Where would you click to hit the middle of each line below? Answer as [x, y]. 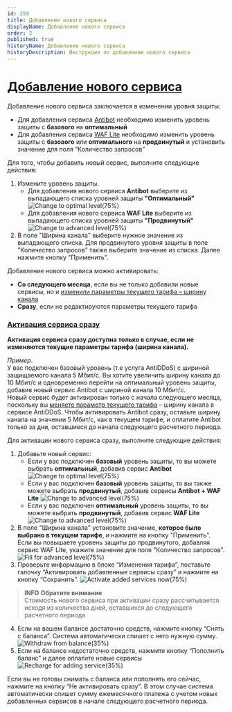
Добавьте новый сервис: [54, 454]
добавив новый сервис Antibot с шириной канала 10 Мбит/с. [96, 390]
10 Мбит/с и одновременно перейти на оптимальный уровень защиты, [112, 382]
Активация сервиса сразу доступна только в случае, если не [101, 340]
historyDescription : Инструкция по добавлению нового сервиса [99, 53]
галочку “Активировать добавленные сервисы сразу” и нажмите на [118, 572]
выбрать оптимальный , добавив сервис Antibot [99, 469]
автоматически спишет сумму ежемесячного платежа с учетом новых [113, 694]
